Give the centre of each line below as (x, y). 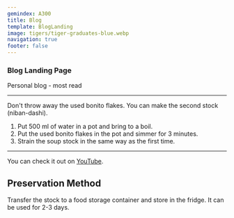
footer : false (28, 46)
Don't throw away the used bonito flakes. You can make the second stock (113, 106)
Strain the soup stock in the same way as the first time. (96, 141)
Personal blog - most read (45, 86)
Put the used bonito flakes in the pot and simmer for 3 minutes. (108, 134)
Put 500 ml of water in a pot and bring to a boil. (85, 127)
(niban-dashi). (28, 113)
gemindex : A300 (29, 14)
